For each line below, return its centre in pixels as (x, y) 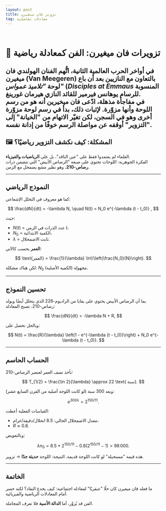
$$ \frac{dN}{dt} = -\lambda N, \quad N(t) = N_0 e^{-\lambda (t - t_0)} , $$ (83, 208)
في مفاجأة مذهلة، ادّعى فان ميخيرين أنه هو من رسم (75, 102)
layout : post (19, 10)
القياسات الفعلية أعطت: (27, 411)
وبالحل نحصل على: (23, 325)
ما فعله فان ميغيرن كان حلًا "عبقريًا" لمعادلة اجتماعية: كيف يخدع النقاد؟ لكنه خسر (79, 488)
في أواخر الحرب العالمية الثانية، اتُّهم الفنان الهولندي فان (80, 71)
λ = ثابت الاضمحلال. (31, 239)
